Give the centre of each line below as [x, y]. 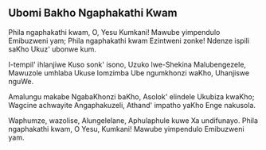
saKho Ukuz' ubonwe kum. [53, 49]
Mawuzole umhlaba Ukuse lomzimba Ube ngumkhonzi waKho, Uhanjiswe [129, 73]
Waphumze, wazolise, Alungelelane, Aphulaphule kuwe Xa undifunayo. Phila [133, 120]
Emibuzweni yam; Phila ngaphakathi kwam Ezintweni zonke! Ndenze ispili [129, 40]
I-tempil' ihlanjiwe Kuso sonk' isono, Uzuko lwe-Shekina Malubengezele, [127, 64]
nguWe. [21, 81]
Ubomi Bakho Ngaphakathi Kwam [93, 13]
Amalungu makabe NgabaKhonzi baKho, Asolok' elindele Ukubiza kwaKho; [131, 96]
